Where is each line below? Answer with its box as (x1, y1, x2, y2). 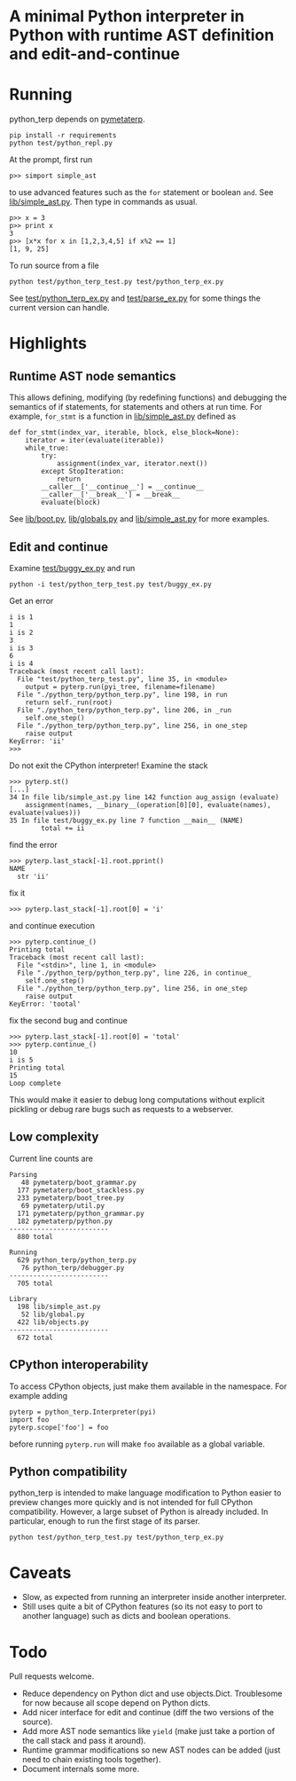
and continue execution (9, 920, 96, 930)
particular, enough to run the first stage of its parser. (9, 1516, 201, 1526)
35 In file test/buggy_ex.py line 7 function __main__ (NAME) (9, 816, 244, 825)
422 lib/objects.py (17, 1317, 90, 1327)
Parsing (9, 1170, 38, 1179)
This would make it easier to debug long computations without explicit (9, 1094, 265, 1105)
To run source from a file (9, 260, 99, 271)
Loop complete (9, 1079, 62, 1087)
